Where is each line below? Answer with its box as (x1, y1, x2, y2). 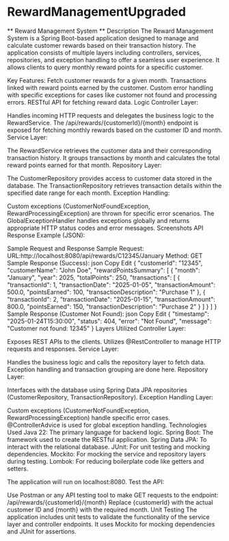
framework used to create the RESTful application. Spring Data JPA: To (7, 435, 207, 443)
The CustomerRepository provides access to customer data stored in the (7, 174, 213, 182)
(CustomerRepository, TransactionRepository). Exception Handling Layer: (7, 393, 213, 401)
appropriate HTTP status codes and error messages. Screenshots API (7, 224, 204, 232)
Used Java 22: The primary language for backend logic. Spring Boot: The (7, 428, 214, 436)
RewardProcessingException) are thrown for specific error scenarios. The (7, 209, 215, 217)
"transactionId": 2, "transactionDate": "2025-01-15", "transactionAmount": (7, 295, 215, 303)
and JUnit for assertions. (7, 527, 77, 536)
